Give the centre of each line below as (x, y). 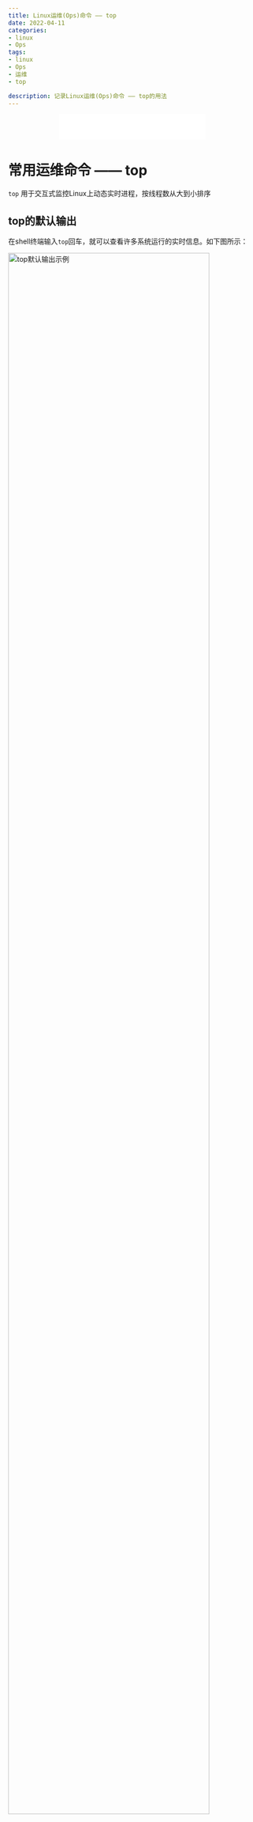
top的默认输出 (43, 221)
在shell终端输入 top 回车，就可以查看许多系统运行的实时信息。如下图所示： (128, 241)
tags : (17, 52)
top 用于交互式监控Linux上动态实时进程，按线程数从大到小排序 (110, 194)
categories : (28, 30)
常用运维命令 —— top (78, 170)
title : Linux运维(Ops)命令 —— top (62, 15)
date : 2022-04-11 (37, 23)
